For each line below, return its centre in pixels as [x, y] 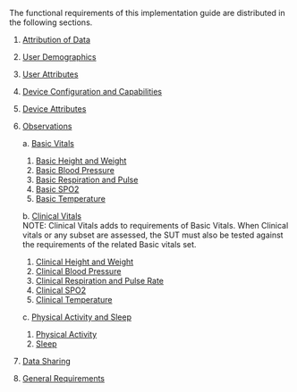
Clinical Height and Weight [85, 262]
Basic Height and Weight [81, 161]
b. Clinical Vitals [52, 216]
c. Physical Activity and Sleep [77, 317]
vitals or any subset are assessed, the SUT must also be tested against [153, 235]
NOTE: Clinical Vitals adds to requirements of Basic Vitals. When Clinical [155, 225]
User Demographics [59, 57]
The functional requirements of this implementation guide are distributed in [148, 13]
